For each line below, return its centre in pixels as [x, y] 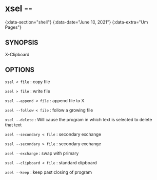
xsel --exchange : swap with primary [42, 153]
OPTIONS [20, 70]
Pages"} [13, 27]
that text [13, 125]
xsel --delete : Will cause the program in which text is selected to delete [78, 119]
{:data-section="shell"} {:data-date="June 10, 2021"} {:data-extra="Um [77, 22]
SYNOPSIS [22, 43]
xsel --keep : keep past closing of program [49, 172]
